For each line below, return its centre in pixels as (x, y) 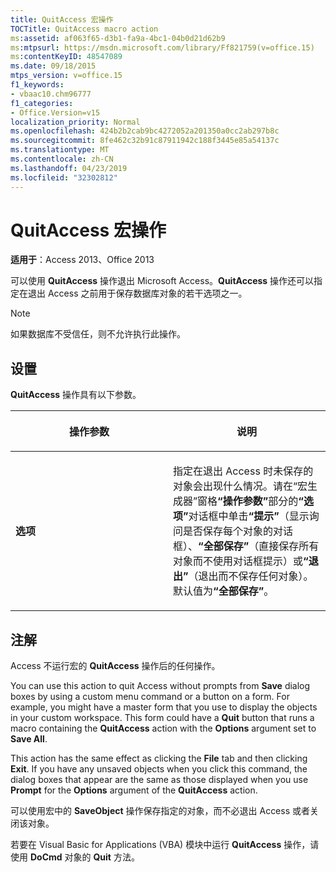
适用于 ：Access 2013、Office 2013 (82, 260)
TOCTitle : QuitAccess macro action (84, 29)
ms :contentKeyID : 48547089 (66, 57)
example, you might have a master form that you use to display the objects (164, 707)
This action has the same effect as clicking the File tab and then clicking (159, 758)
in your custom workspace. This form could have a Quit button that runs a (162, 718)
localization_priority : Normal (75, 122)
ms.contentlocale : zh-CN (62, 159)
